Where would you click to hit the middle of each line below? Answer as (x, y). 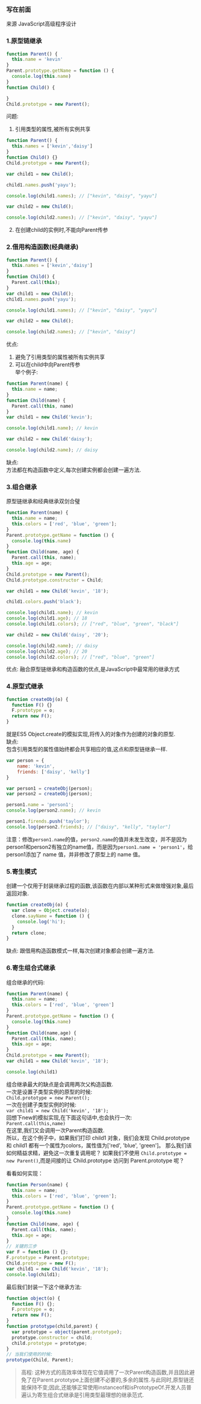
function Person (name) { (37, 1185)
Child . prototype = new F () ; (42, 1263)
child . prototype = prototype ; (49, 1343)
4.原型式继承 (25, 687)
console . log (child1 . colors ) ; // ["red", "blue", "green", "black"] (93, 624)
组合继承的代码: (26, 982)
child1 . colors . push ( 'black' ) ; (44, 602)
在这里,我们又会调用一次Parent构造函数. (55, 1130)
